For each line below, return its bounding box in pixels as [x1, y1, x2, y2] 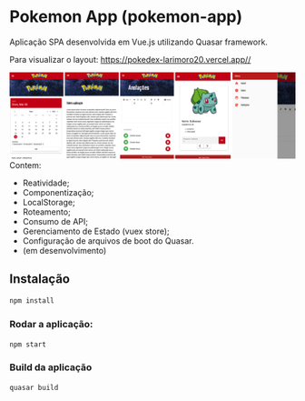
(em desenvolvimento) [22, 245, 107, 256]
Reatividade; [22, 177, 70, 188]
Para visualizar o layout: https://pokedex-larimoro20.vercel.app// [9, 54, 251, 65]
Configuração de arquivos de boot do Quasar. [22, 235, 194, 246]
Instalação [9, 271, 71, 286]
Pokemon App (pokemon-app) [9, 6, 243, 27]
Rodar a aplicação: [9, 318, 93, 331]
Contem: [9, 159, 42, 170]
